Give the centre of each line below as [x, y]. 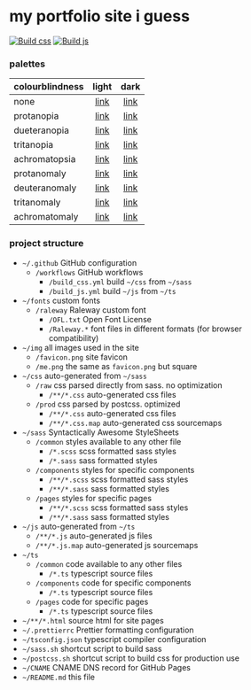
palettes [27, 64]
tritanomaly [37, 203]
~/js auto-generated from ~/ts [78, 526]
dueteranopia [41, 130]
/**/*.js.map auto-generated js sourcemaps [117, 545]
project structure [47, 244]
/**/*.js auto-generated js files [94, 535]
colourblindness [49, 87]
